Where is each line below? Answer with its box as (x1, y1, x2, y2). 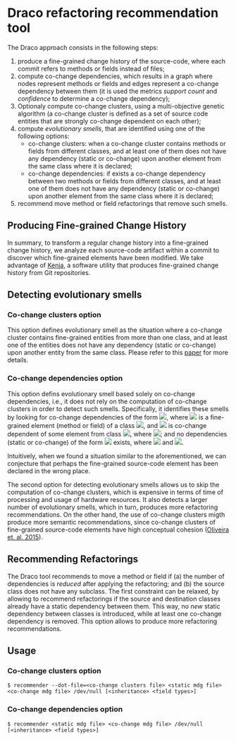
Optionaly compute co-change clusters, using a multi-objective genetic (17, 102, 225, 110)
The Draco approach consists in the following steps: (7, 43, 159, 51)
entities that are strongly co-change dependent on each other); (17, 116, 201, 125)
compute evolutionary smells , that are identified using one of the (17, 124, 206, 133)
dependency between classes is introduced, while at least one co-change (7, 609, 222, 618)
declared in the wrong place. (7, 467, 90, 475)
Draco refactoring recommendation (7, 5, 219, 21)
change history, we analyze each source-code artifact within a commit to (7, 245, 220, 255)
